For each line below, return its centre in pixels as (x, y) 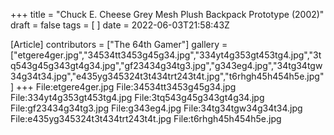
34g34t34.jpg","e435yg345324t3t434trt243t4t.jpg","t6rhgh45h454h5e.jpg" (167, 76)
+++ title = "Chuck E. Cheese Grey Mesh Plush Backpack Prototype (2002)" (167, 14)
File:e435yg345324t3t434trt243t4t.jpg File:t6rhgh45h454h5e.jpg (146, 118)
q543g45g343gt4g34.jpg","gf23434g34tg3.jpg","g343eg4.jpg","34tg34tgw (166, 65)
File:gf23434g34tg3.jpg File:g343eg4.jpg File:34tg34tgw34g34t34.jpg (156, 108)
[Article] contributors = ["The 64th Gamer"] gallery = (119, 44)
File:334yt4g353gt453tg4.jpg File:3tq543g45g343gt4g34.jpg (137, 97)
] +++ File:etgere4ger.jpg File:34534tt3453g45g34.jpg (123, 87)
